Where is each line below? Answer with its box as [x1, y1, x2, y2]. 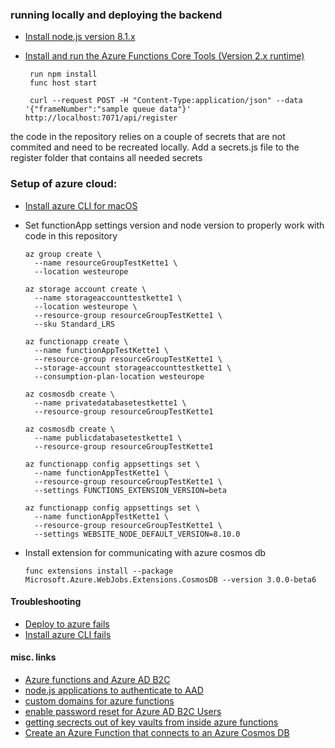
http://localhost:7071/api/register [24, 113, 178, 123]
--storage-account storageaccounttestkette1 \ [34, 363, 232, 373]
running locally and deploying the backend [10, 8, 223, 22]
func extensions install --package [24, 566, 174, 576]
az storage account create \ [24, 284, 147, 294]
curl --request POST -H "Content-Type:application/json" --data [29, 96, 303, 106]
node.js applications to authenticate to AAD [24, 684, 204, 696]
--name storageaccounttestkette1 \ [34, 293, 183, 303]
